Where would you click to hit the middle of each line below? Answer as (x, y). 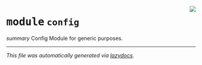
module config (43, 22)
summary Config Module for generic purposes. (65, 38)
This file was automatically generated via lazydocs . (70, 55)
